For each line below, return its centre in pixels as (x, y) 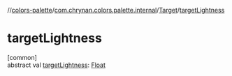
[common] (22, 57)
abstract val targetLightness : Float (57, 65)
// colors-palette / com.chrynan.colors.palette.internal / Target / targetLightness (116, 10)
